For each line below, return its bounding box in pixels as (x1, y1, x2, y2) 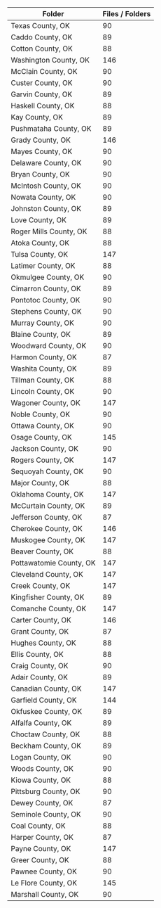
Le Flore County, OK (10, 878, 78, 888)
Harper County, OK (10, 833, 73, 842)
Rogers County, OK (10, 455, 74, 465)
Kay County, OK (10, 113, 64, 122)
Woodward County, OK (10, 341, 87, 350)
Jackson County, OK (10, 444, 79, 453)
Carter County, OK (10, 615, 71, 625)
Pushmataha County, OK (10, 124, 92, 133)
